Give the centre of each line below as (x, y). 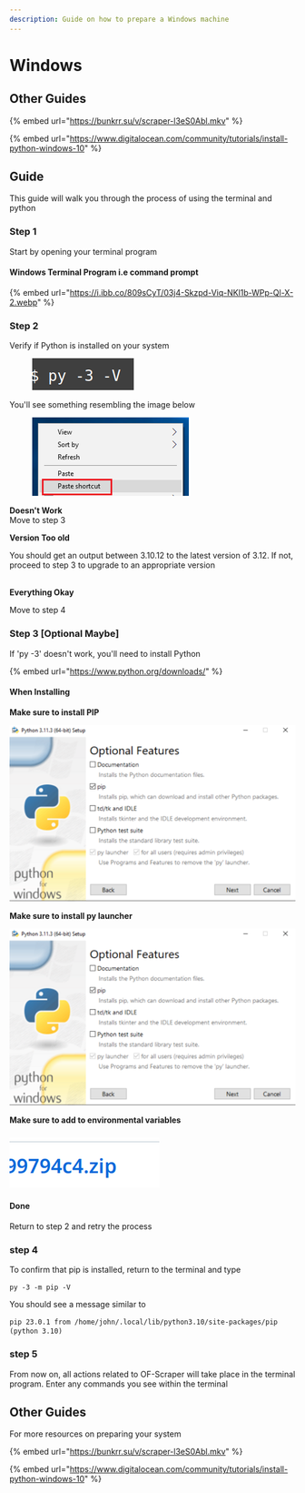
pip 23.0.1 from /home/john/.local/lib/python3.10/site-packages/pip (144, 1322)
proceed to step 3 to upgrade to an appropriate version (113, 565)
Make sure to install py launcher (71, 916)
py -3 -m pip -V (40, 1287)
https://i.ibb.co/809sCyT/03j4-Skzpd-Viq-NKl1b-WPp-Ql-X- (182, 292)
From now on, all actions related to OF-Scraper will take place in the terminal (152, 1374)
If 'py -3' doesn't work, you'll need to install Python (105, 653)
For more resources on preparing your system (95, 1434)
